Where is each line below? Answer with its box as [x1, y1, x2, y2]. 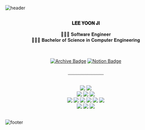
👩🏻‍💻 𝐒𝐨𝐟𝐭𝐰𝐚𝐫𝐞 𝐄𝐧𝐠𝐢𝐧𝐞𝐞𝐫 [60, 31, 111, 37]
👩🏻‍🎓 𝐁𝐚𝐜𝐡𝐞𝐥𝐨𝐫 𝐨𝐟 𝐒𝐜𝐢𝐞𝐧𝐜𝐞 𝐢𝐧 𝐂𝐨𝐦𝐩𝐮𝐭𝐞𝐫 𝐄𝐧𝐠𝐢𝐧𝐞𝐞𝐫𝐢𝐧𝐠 [31, 37, 140, 43]
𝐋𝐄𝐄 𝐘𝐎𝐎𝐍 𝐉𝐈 [71, 20, 100, 26]
